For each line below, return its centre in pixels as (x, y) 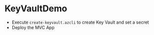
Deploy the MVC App (33, 27)
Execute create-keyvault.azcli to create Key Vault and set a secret (80, 22)
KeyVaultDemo (36, 9)
